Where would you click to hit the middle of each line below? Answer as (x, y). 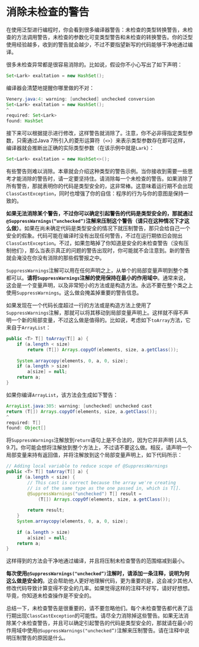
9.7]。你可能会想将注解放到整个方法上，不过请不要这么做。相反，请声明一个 (99, 447)
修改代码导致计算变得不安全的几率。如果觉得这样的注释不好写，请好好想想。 (99, 588)
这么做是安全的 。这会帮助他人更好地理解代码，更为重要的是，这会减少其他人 (99, 581)
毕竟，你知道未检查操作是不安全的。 (50, 595)
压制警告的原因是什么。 (40, 638)
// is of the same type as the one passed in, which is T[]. (105, 488)
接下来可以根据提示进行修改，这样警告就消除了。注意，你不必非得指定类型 (97, 133)
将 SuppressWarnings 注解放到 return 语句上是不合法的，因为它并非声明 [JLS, (97, 440)
